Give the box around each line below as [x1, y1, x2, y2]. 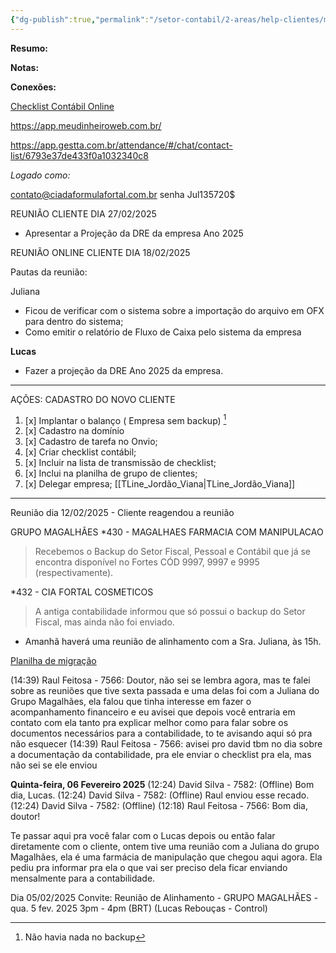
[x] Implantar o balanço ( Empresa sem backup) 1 [24, 412, 227, 426]
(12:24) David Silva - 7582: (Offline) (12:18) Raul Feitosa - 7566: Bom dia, [10, 800, 308, 812]
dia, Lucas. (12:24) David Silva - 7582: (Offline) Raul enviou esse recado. [10, 789, 310, 801]
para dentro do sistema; [24, 315, 124, 327]
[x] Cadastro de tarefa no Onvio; [24, 436, 158, 448]
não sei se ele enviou [10, 759, 98, 771]
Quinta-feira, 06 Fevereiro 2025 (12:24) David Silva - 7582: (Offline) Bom [10, 779, 315, 791]
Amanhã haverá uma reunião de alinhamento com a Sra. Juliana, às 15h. [24, 636, 322, 648]
